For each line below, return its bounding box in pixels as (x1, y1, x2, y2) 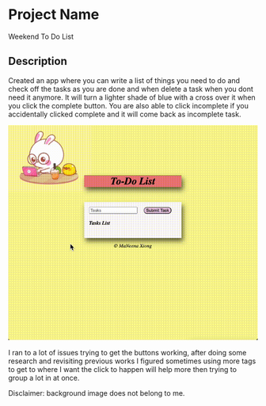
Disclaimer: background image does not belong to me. (8, 388, 185, 397)
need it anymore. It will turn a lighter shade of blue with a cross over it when (8, 93, 256, 102)
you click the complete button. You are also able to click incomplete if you (8, 101, 249, 110)
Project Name (8, 6, 100, 24)
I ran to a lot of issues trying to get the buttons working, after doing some (8, 347, 247, 357)
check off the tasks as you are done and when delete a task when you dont (8, 84, 253, 93)
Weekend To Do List (8, 32, 74, 41)
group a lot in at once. (8, 373, 80, 382)
